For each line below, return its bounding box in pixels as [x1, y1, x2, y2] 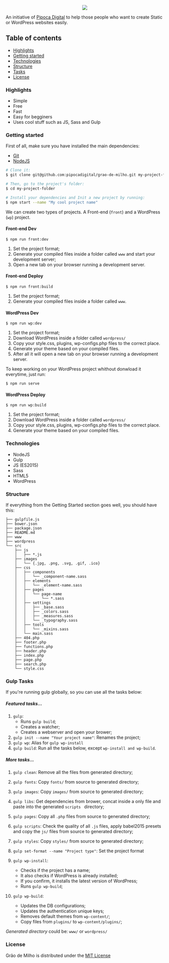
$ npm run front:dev [6, 237, 49, 242]
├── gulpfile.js [6, 517, 40, 522]
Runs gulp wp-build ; [20, 883, 63, 889]
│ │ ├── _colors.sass [15, 609, 69, 614]
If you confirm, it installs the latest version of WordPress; [20, 878, 138, 884]
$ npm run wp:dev [6, 321, 42, 326]
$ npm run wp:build [6, 403, 47, 408]
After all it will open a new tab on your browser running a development [13, 351, 158, 357]
